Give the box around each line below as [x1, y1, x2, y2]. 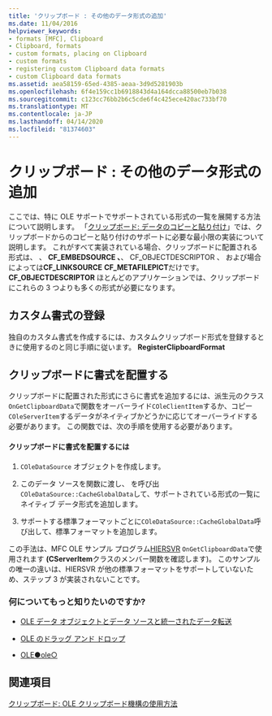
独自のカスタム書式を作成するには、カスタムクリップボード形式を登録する [8, 332, 257, 341]
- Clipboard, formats [8, 42, 82, 50]
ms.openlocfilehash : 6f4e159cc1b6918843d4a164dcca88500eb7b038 [8, 87, 227, 96]
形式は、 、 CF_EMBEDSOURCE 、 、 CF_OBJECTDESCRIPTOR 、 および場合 [8, 252, 262, 262]
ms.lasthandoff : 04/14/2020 [8, 118, 104, 126]
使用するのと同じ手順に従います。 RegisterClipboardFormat [22, 342, 226, 352]
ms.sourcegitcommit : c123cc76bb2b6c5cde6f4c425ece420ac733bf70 [8, 95, 227, 103]
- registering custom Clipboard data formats [8, 65, 165, 73]
